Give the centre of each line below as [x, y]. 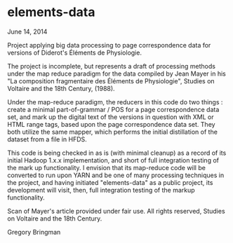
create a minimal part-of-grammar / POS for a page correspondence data [113, 109]
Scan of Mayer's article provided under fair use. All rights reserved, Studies [116, 211]
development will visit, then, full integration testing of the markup [101, 190]
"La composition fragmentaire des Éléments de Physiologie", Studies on [111, 81]
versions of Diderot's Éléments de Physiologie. [75, 53]
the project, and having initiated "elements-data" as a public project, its [110, 182]
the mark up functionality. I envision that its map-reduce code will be [106, 167]
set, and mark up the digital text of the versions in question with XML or [111, 117]
